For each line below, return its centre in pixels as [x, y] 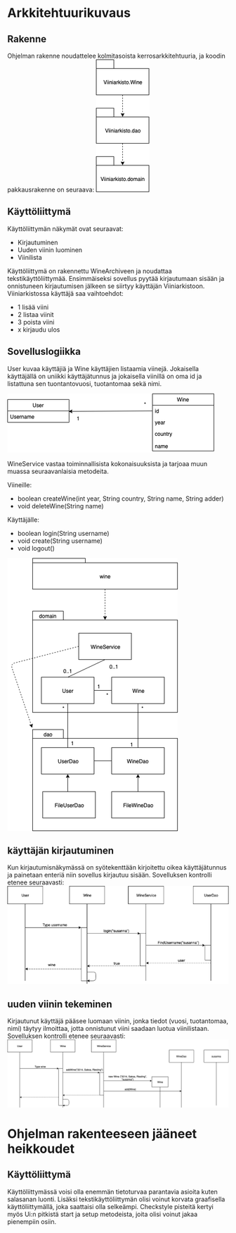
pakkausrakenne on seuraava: [51, 189]
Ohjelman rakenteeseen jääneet [102, 1133]
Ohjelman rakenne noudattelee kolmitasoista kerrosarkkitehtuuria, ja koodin [117, 56]
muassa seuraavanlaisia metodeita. [58, 471]
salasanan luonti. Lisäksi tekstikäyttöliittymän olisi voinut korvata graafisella [116, 1199]
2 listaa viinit [35, 314]
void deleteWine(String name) [60, 506]
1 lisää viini [33, 307]
